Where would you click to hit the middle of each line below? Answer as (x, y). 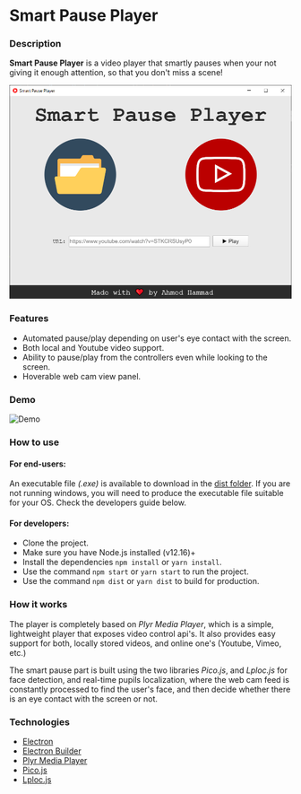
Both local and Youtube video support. (93, 347)
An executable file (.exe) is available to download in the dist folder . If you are (150, 484)
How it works (39, 605)
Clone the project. (56, 543)
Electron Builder (52, 751)
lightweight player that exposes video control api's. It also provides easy (142, 633)
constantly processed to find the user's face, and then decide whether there (150, 689)
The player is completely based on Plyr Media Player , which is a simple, (142, 624)
